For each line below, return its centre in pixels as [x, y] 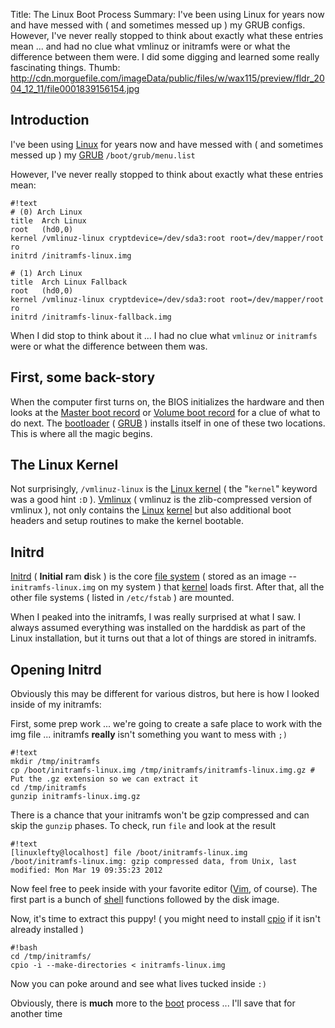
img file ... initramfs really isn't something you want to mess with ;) [149, 735]
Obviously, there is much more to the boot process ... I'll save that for [153, 1003]
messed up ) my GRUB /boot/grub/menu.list [103, 155]
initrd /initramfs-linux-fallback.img [91, 317]
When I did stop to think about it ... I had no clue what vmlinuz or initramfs [164, 335]
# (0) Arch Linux [46, 212]
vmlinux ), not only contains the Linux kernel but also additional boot [151, 510]
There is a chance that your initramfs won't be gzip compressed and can [160, 815]
